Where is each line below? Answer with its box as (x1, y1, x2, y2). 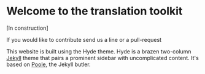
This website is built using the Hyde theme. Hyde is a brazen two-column (6, 47, 191, 55)
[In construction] (6, 24, 48, 32)
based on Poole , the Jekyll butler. (6, 61, 91, 68)
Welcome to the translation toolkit (6, 4, 183, 18)
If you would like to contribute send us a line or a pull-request (6, 36, 161, 43)
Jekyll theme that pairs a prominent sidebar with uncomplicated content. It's (6, 54, 199, 61)
